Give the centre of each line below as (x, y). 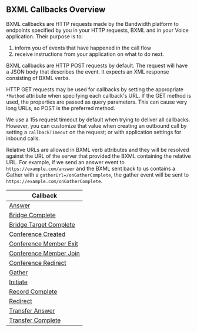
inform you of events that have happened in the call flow (83, 48)
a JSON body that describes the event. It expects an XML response (88, 72)
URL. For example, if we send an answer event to (65, 162)
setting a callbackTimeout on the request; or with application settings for (94, 132)
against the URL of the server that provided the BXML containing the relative (98, 156)
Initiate (19, 282)
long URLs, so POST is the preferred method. (61, 108)
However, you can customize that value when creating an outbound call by (96, 125)
